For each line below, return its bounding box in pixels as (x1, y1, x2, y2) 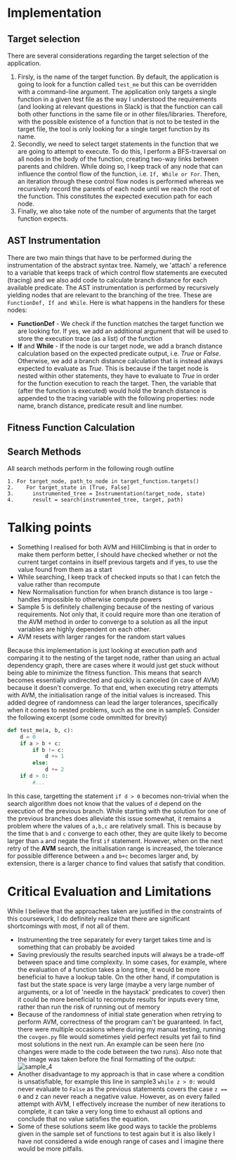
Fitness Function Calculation (7, 422, 136, 434)
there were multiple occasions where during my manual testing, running (17, 1024, 226, 1034)
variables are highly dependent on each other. (17, 625, 151, 633)
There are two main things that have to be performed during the (7, 253, 192, 261)
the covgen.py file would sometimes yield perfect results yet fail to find (17, 1032, 221, 1041)
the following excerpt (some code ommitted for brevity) (7, 713, 167, 722)
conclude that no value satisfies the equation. (17, 1114, 150, 1123)
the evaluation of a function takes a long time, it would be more (17, 965, 200, 974)
